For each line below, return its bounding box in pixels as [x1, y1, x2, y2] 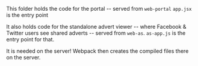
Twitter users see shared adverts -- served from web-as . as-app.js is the [6, 29, 186, 37]
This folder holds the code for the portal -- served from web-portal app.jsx [6, 5, 192, 12]
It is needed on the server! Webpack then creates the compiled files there [6, 47, 189, 55]
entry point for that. [6, 36, 55, 43]
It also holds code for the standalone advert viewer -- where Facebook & [6, 23, 187, 30]
